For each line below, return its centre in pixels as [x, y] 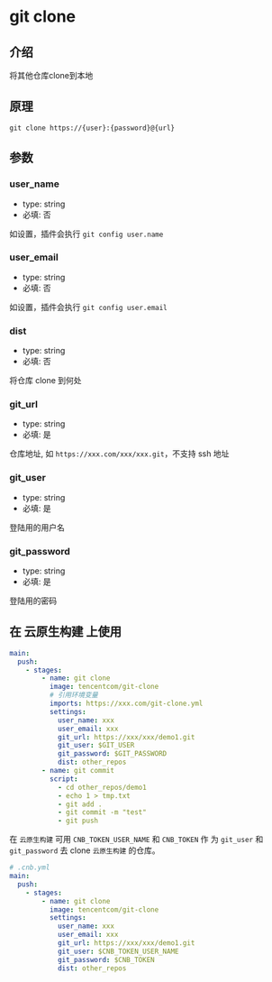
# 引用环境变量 [74, 695]
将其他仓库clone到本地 [51, 75]
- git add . [80, 804]
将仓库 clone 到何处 [46, 381]
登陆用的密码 [33, 601]
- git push [78, 821]
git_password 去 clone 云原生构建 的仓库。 [85, 850]
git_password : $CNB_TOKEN [106, 959]
